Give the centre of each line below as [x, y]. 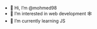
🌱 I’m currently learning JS [38, 21]
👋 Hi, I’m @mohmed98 [33, 8]
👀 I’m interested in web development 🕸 [51, 13]
